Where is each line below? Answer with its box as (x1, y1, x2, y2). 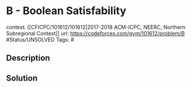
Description (6, 53, 50, 63)
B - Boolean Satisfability (6, 4, 127, 18)
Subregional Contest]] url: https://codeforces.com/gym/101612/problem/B (6, 29, 185, 36)
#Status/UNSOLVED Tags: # (6, 36, 75, 43)
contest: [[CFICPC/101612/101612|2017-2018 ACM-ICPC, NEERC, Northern (6, 24, 186, 31)
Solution (6, 73, 38, 83)
